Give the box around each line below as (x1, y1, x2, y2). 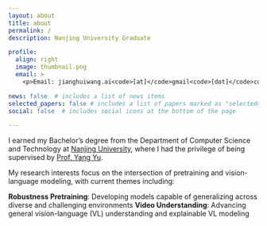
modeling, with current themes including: (40, 177, 175, 186)
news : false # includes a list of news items (8, 92, 165, 100)
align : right (15, 56, 59, 64)
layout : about (8, 11, 56, 20)
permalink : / (8, 26, 52, 34)
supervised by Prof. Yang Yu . (8, 153, 103, 162)
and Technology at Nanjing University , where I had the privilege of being (8, 144, 246, 154)
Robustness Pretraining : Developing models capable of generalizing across (8, 192, 258, 201)
